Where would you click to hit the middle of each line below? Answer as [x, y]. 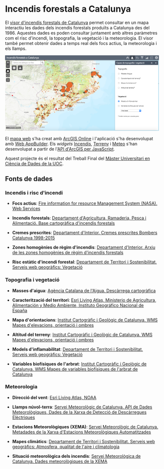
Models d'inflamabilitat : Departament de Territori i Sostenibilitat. [77, 349]
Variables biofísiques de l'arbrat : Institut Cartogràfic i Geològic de [79, 364]
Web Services [26, 209]
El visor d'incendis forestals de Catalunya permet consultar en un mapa [77, 22]
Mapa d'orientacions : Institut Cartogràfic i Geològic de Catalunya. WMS [85, 320]
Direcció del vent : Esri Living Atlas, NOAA [54, 397]
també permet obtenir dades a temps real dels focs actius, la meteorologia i [81, 43]
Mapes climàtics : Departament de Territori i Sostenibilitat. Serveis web [83, 441]
